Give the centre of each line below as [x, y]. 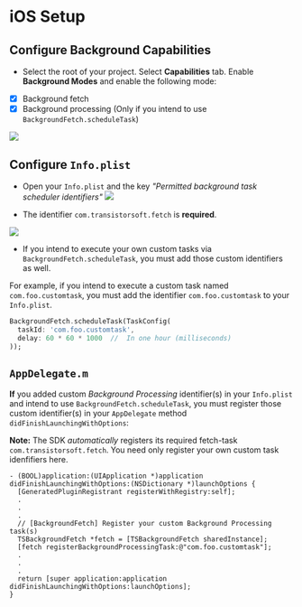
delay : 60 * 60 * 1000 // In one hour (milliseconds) [124, 338]
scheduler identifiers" [63, 197]
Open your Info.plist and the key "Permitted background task [140, 186]
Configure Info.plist [70, 164]
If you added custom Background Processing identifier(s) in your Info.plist [151, 394]
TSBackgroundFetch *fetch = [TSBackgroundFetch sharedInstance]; [143, 539]
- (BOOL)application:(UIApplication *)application [106, 476]
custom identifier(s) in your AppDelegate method [98, 414]
